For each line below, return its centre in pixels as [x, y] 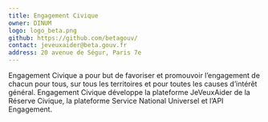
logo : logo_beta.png [43, 30]
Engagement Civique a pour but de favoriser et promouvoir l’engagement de [134, 75]
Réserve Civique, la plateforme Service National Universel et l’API [116, 101]
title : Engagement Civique [53, 16]
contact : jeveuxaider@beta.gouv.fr [68, 45]
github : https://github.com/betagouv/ [73, 38]
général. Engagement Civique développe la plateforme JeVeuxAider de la [129, 92]
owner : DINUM [30, 23]
